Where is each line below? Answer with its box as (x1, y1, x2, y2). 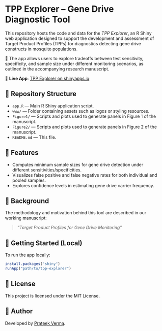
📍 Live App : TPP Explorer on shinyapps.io (5, 75, 90, 81)
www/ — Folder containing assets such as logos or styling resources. (12, 108, 150, 114)
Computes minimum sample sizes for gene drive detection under (12, 162, 143, 167)
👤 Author (5, 307, 33, 316)
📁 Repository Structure (5, 90, 77, 98)
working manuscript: (5, 215, 47, 221)
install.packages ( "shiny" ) (5, 262, 60, 266)
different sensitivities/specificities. (12, 166, 82, 173)
